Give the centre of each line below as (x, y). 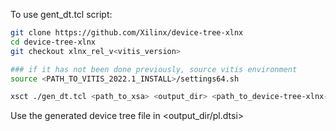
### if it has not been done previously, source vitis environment (154, 69)
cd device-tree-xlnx (53, 42)
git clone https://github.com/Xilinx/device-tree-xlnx (127, 33)
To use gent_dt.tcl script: (61, 14)
